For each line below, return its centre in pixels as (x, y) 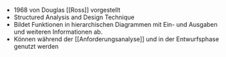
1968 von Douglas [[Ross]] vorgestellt (67, 10)
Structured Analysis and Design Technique (74, 17)
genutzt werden (36, 46)
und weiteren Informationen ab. (58, 32)
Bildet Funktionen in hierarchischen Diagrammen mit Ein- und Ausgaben (115, 24)
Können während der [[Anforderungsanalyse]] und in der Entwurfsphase (116, 39)
